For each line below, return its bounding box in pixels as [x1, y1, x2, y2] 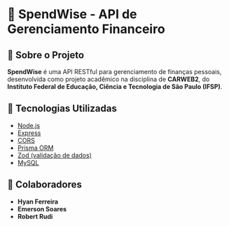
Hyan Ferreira [17, 197, 58, 206]
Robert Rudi [17, 212, 53, 220]
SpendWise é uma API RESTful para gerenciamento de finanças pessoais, [7, 68, 222, 76]
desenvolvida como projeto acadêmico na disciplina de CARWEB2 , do [7, 75, 210, 83]
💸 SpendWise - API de [7, 6, 137, 22]
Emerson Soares [17, 204, 67, 213]
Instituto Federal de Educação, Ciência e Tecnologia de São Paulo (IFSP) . [7, 83, 223, 90]
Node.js [17, 121, 41, 129]
